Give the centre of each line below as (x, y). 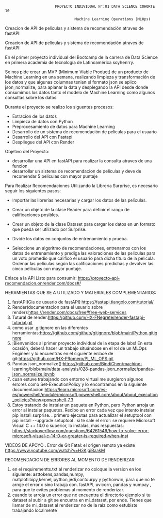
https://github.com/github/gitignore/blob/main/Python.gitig (98, 333)
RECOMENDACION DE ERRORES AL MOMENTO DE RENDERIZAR (70, 460)
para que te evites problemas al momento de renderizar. (68, 490)
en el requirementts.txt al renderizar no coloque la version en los (77, 469)
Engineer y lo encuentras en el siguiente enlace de (63, 353)
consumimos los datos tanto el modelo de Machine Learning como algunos (80, 92)
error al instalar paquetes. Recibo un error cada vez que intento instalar (83, 410)
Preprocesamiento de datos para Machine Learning (63, 126)
